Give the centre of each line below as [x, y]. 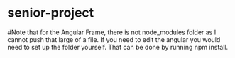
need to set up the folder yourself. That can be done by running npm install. [118, 47]
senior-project [51, 13]
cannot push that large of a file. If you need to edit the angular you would [114, 39]
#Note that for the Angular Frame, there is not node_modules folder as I [112, 32]
